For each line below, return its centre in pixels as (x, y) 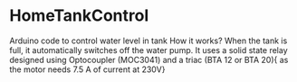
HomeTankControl (79, 16)
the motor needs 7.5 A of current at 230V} (87, 69)
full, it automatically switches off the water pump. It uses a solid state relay (148, 50)
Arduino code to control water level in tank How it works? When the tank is (148, 41)
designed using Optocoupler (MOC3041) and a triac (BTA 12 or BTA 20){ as (149, 59)
